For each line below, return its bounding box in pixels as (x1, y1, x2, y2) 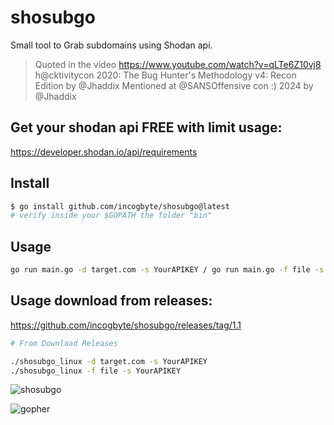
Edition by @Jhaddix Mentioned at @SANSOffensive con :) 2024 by (34, 79, 314, 91)
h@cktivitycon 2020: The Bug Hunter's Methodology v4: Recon (34, 69, 297, 81)
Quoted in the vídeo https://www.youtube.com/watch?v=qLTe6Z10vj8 (34, 58, 322, 70)
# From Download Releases (10, 338, 118, 348)
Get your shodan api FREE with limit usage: (10, 119, 283, 136)
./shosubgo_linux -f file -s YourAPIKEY (10, 366, 182, 376)
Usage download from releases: (10, 292, 213, 310)
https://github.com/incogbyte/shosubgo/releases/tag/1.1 (10, 319, 242, 331)
